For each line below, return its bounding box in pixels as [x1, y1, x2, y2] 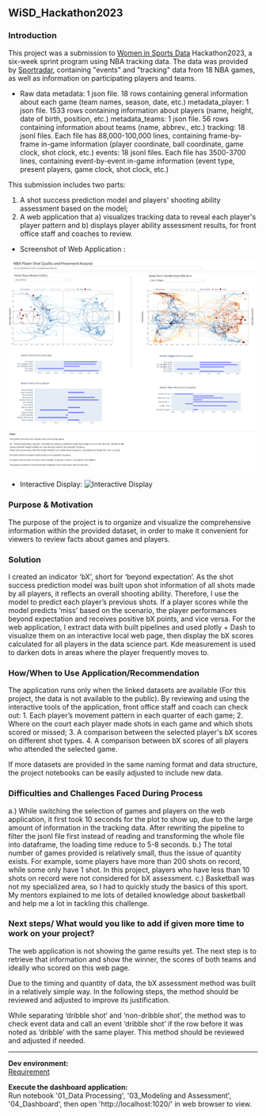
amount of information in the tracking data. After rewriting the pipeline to [8, 823, 245, 832]
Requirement [8, 1067, 50, 1076]
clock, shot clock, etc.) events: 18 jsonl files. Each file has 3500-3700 [19, 147, 247, 157]
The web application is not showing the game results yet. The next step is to [8, 946, 257, 955]
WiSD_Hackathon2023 [8, 6, 123, 20]
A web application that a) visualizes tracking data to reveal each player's [19, 211, 256, 221]
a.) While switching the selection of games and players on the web [8, 806, 226, 815]
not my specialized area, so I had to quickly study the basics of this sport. [8, 882, 249, 891]
